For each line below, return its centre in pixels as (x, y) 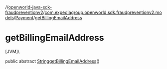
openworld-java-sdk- (30, 7)
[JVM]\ (12, 51)
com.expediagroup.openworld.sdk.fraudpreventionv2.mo (103, 12)
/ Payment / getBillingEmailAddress (48, 18)
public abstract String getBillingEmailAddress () (52, 61)
